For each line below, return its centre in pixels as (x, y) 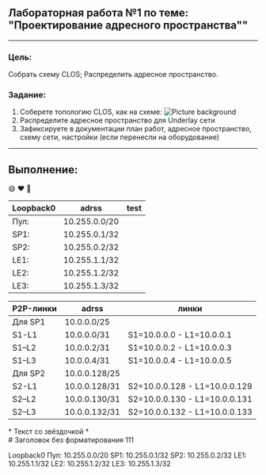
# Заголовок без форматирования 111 (71, 440)
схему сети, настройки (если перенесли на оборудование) (120, 137)
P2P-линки (34, 309)
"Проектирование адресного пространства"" (128, 26)
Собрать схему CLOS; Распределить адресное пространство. (114, 74)
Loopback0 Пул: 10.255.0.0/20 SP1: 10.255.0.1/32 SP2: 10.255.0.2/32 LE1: (127, 455)
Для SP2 (29, 374)
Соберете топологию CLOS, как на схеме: (91, 112)
